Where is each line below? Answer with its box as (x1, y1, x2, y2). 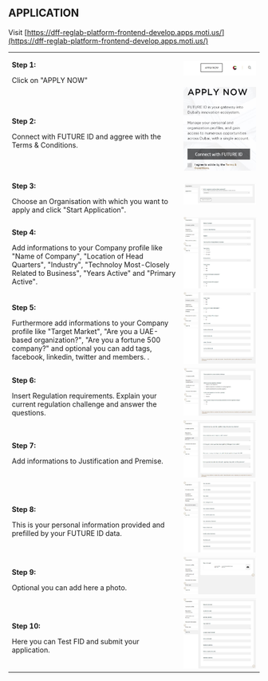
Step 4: (11, 227, 36, 237)
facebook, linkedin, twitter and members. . (11, 352, 150, 362)
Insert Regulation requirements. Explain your (11, 391, 157, 400)
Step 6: (11, 375, 36, 385)
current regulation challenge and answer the (11, 399, 157, 409)
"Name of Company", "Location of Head (11, 251, 144, 261)
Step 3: (11, 181, 36, 191)
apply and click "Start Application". (11, 205, 127, 215)
